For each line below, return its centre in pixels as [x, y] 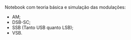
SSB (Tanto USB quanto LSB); [43, 27]
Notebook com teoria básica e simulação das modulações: [65, 7]
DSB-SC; [21, 22]
